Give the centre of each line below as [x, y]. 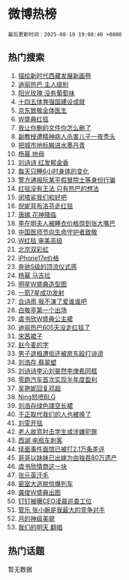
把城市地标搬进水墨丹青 [51, 145]
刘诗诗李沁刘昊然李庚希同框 [58, 371]
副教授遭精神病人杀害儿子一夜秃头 [67, 136]
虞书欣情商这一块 [42, 466]
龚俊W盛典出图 [39, 492]
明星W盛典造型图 [42, 284]
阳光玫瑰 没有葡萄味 [46, 93]
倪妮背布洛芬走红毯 [45, 206]
